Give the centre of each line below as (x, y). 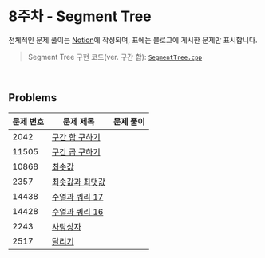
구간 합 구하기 (76, 137)
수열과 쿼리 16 (77, 212)
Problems (33, 98)
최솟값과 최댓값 (79, 182)
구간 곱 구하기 (76, 152)
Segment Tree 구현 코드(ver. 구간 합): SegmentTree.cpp (115, 57)
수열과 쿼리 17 (77, 197)
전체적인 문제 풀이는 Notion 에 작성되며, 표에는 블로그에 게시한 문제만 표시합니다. (133, 40)
